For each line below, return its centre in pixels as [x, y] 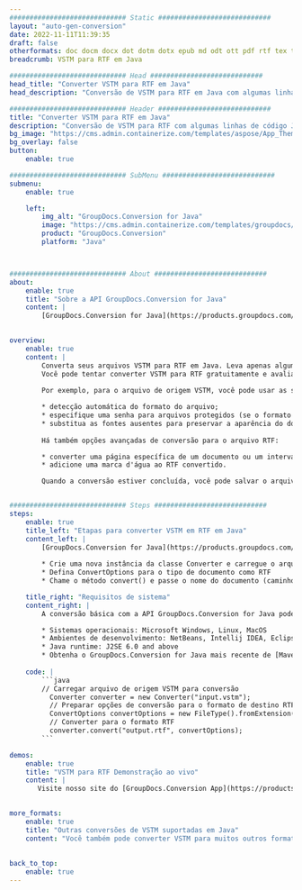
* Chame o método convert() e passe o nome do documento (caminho [169, 581]
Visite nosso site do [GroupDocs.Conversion [122, 789]
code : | [40, 672]
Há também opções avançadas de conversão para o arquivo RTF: [160, 440]
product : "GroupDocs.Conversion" [104, 234]
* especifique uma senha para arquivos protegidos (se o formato [167, 415]
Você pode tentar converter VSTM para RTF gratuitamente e [155, 374]
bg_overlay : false [44, 142]
